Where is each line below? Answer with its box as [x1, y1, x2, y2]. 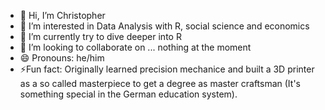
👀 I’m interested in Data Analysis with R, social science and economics [19, 20, 310, 32]
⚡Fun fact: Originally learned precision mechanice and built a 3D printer [19, 63, 315, 75]
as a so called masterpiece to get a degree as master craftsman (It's [19, 78, 302, 89]
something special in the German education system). [19, 88, 238, 100]
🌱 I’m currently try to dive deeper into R [19, 31, 182, 42]
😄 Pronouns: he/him [19, 52, 105, 64]
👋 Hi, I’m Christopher [19, 10, 106, 21]
